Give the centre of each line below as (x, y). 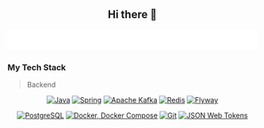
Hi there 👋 (132, 15)
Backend (41, 85)
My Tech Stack (37, 68)
